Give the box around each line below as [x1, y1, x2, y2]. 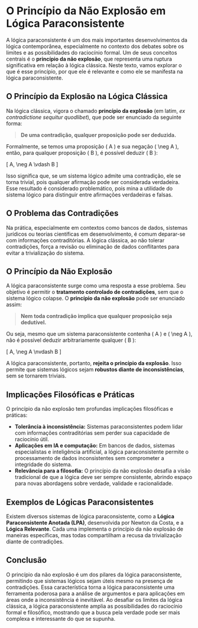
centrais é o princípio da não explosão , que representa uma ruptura [6, 55, 173, 62]
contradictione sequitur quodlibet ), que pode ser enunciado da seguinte [6, 113, 181, 120]
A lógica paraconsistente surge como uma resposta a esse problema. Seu [6, 282, 186, 289]
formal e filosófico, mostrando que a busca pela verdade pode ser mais [6, 608, 180, 616]
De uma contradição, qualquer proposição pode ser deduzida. [20, 131, 176, 138]
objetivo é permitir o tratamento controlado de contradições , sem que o [6, 288, 184, 296]
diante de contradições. [6, 538, 64, 545]
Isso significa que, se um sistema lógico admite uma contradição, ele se [6, 172, 181, 179]
